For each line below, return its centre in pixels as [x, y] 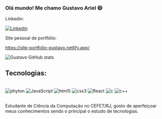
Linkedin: [14, 19]
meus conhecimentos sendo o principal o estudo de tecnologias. [72, 111]
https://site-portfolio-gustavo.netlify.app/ [47, 48]
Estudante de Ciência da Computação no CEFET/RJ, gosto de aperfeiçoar [81, 106]
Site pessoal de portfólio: [31, 38]
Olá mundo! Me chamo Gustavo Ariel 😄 [54, 8]
